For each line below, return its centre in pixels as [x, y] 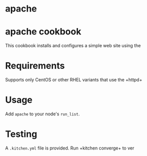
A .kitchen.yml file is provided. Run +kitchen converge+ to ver [70, 148]
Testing [21, 134]
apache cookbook [43, 32]
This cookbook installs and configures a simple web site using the [73, 46]
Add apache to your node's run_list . [42, 114]
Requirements [35, 66]
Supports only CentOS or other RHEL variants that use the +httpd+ [74, 80]
